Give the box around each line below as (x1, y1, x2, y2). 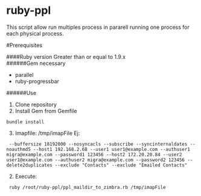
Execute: (14, 173, 37, 180)
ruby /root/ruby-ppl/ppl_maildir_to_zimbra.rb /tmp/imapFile (8, 184, 166, 190)
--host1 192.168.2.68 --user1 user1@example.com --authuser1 (33, 146, 190, 152)
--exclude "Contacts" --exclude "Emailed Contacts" (54, 162, 188, 168)
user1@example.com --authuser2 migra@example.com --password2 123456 (6, 157, 185, 163)
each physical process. (6, 29, 64, 37)
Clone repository (14, 100, 57, 108)
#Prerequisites (6, 41, 43, 49)
